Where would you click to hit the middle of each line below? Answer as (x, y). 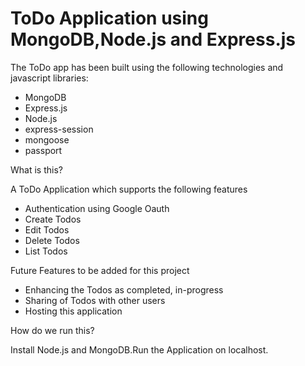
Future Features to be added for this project (100, 270)
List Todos (46, 251)
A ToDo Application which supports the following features (129, 189)
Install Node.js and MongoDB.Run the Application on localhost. (139, 349)
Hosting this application (73, 311)
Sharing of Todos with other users (95, 300)
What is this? (36, 169)
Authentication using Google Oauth (97, 208)
